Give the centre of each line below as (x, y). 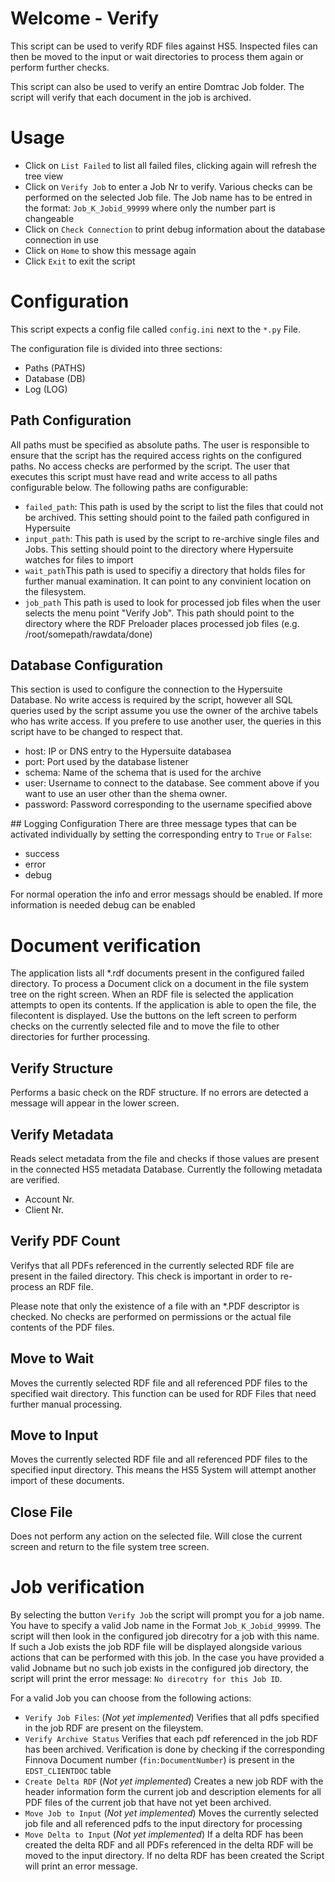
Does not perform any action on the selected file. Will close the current (156, 1536)
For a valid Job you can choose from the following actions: (131, 1698)
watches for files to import (79, 559)
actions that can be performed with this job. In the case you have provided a (167, 1658)
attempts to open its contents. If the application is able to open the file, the (163, 1005)
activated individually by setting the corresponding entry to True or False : (161, 834)
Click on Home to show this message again (110, 250)
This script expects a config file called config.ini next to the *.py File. (156, 329)
